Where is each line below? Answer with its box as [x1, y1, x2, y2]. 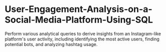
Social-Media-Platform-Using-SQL [5, 14, 153, 25]
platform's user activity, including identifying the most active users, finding [5, 36, 159, 42]
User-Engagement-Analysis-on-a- [5, 3, 153, 15]
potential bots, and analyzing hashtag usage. [5, 41, 98, 47]
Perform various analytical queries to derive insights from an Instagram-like [5, 30, 161, 36]
